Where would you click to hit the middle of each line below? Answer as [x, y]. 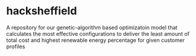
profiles [16, 46]
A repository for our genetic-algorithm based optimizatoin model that [92, 27]
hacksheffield [42, 11]
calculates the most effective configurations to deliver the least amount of [98, 33]
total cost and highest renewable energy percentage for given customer [96, 40]
